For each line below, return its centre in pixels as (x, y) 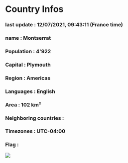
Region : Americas (28, 78)
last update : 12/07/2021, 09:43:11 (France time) (64, 25)
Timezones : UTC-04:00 (35, 131)
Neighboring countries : (35, 118)
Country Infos (34, 9)
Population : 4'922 (28, 51)
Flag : (12, 145)
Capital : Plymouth (28, 65)
